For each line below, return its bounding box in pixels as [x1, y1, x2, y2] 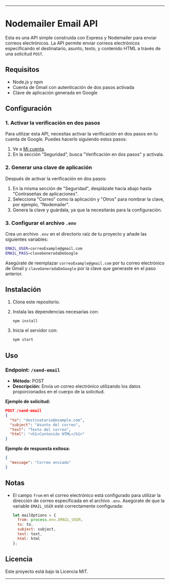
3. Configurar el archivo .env [5, 219, 77, 227]
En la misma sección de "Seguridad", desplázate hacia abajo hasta [12, 185, 152, 191]
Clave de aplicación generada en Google [12, 89, 98, 96]
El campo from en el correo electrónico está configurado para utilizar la [12, 492, 161, 498]
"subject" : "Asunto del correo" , [10, 422, 80, 427]
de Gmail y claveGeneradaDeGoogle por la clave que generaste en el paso [5, 265, 156, 271]
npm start [12, 337, 34, 342]
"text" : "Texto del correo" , [10, 427, 71, 432]
